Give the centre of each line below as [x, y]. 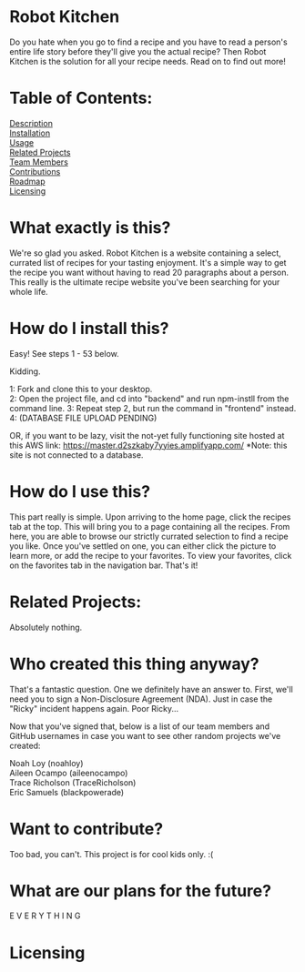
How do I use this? [80, 491]
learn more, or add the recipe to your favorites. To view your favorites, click [151, 555]
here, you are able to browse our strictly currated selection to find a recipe [149, 536]
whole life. [29, 291]
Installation [30, 133]
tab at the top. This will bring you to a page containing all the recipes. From [150, 526]
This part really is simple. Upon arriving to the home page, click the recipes [150, 517]
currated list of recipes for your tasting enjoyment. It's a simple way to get [148, 262]
